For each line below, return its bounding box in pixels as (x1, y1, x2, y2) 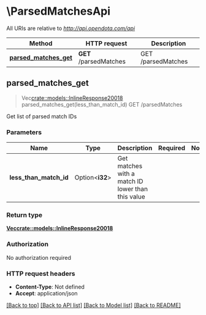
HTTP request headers (6, 269, 75, 278)
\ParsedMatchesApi (6, 4, 111, 18)
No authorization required (6, 254, 72, 261)
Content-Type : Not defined (15, 283, 85, 290)
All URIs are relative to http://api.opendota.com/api (6, 25, 135, 32)
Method (29, 39, 53, 47)
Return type (6, 210, 43, 219)
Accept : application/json (15, 289, 78, 297)
